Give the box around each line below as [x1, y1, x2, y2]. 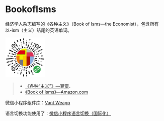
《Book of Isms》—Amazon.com [25, 89, 88, 95]
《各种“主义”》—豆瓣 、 [25, 83, 73, 89]
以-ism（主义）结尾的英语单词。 [5, 27, 72, 33]
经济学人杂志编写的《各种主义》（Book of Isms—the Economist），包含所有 [5, 21, 159, 27]
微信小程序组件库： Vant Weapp [5, 99, 70, 105]
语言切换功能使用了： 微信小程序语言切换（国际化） [5, 110, 111, 116]
